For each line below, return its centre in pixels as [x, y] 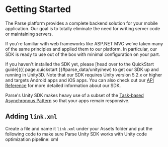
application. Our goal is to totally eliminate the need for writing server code [83, 28]
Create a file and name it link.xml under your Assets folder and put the [79, 128]
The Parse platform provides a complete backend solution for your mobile [82, 23]
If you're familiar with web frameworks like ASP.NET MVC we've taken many [84, 43]
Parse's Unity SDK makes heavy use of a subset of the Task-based [75, 95]
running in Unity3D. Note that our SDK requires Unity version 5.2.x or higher [84, 75]
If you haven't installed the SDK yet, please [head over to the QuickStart [80, 64]
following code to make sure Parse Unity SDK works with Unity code [76, 134]
